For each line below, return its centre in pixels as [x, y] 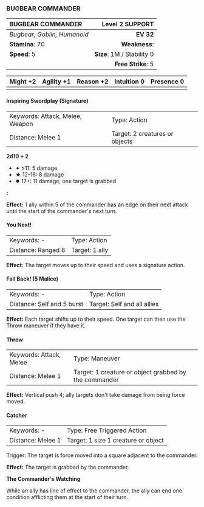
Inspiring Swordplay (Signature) [48, 100]
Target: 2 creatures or [142, 133]
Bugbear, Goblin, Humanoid [49, 35]
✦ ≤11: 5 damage [36, 168]
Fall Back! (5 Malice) [32, 279]
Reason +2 [93, 82]
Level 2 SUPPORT [128, 24]
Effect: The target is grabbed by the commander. [68, 467]
